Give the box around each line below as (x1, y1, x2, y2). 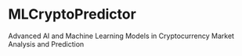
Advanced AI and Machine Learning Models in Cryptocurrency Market (8, 31, 235, 40)
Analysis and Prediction (8, 39, 85, 48)
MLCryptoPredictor (8, 5, 137, 23)
